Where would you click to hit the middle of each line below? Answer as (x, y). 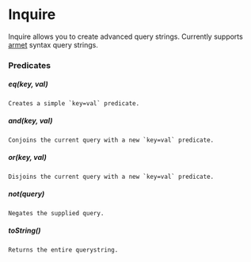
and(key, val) (30, 121)
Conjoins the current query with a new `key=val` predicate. (111, 140)
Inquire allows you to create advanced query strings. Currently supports (125, 36)
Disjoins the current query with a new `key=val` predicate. (111, 177)
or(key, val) (28, 158)
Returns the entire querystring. (63, 250)
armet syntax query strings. (53, 44)
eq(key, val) (29, 84)
